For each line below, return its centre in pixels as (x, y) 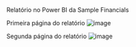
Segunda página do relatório (47, 36)
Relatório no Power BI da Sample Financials (68, 10)
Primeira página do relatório (46, 23)
